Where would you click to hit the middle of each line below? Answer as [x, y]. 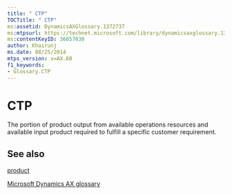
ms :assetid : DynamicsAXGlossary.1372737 [66, 26]
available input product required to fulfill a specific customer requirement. [112, 132]
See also [26, 154]
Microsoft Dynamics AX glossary [54, 184]
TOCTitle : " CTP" [32, 20]
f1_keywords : [26, 65]
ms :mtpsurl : [24, 33]
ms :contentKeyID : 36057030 [46, 39]
